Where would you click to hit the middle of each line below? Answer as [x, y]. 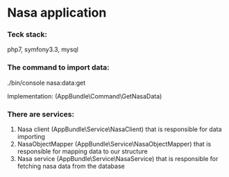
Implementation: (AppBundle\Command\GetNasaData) [85, 96]
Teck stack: [27, 35]
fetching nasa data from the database [71, 166]
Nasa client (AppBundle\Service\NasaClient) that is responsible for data [119, 129]
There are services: [41, 114]
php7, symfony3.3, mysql [43, 49]
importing [31, 137]
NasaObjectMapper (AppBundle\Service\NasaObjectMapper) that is [114, 144]
